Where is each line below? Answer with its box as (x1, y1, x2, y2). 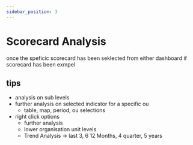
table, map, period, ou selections (23, 107, 106, 114)
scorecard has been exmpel (6, 61, 75, 68)
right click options (14, 113, 60, 120)
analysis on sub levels (14, 94, 70, 101)
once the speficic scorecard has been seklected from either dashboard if (6, 55, 188, 62)
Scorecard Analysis (6, 34, 106, 48)
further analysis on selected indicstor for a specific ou (14, 100, 149, 108)
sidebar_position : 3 (6, 8, 58, 15)
